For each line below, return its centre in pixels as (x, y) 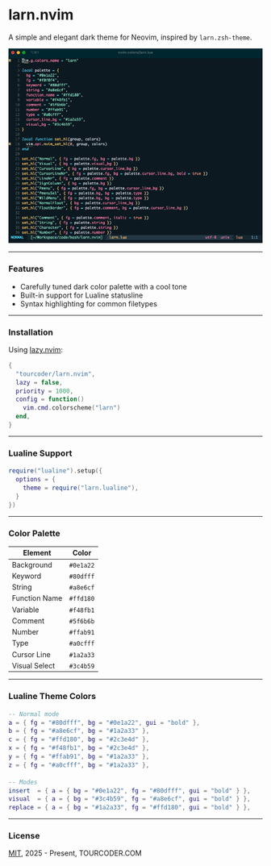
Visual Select (33, 665)
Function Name (37, 598)
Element (37, 553)
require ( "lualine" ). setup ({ (56, 471)
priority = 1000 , (45, 391)
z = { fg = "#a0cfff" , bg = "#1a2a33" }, (79, 765)
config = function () (50, 400)
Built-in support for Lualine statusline (81, 295)
